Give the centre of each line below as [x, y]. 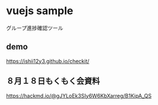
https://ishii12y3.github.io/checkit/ [48, 61]
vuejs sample [40, 11]
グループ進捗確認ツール [35, 28]
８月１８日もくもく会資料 [53, 81]
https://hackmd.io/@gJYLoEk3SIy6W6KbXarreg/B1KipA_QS [79, 96]
